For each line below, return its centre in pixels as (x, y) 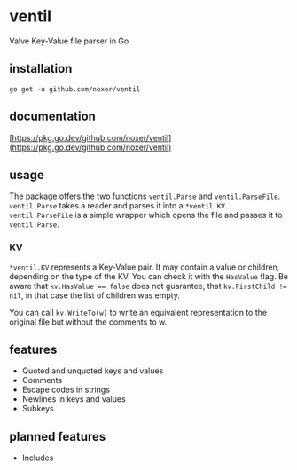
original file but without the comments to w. (88, 322)
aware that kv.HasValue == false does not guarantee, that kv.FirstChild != (148, 286)
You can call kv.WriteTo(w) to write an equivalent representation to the (138, 312)
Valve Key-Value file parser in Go (69, 41)
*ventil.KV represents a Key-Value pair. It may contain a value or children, (145, 267)
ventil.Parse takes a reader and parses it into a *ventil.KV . (118, 206)
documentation (52, 117)
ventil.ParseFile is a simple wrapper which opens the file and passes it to (146, 215)
